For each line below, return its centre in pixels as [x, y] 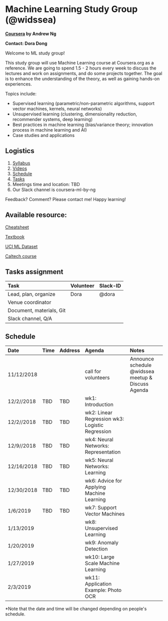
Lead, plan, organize [32, 294]
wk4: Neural [99, 439]
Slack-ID [110, 286]
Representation [103, 452]
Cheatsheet [17, 227]
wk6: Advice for [103, 481]
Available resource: [36, 215]
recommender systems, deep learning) [52, 119]
